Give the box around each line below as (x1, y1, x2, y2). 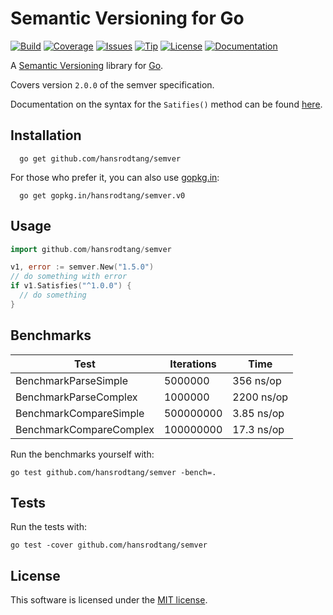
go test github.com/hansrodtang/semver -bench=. (10, 467, 217, 477)
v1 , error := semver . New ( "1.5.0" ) (10, 262, 155, 272)
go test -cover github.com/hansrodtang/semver (10, 540, 208, 551)
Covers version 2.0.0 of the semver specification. (10, 78, 215, 91)
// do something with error (10, 272, 128, 282)
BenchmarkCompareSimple (15, 406, 145, 420)
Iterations (169, 357, 217, 371)
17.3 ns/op (232, 422, 285, 436)
